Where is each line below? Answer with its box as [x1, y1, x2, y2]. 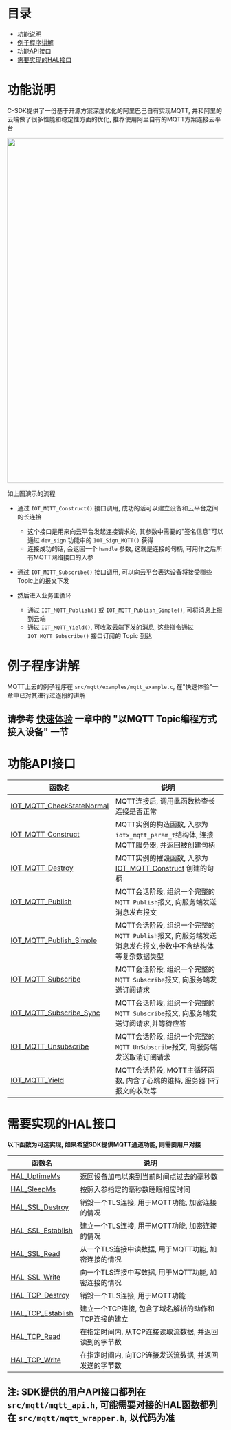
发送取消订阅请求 [115, 1053, 171, 1062]
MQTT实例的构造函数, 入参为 [115, 820, 208, 829]
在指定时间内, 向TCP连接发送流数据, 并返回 [80, 1351, 219, 1360]
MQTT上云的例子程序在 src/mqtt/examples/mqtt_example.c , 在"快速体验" [7, 682, 213, 691]
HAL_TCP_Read [10, 1332, 61, 1342]
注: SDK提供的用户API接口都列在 [7, 1387, 146, 1398]
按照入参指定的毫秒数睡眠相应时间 [80, 1185, 190, 1195]
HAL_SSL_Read [10, 1249, 60, 1259]
